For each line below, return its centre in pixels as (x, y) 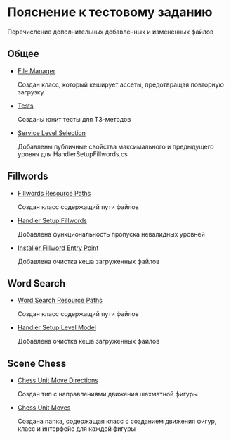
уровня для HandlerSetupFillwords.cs (72, 154)
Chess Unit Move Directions (58, 380)
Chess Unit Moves (44, 408)
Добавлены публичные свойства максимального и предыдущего (115, 146)
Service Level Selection (52, 133)
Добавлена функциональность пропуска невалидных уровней (111, 234)
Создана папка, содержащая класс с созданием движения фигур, (117, 421)
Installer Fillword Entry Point (58, 248)
